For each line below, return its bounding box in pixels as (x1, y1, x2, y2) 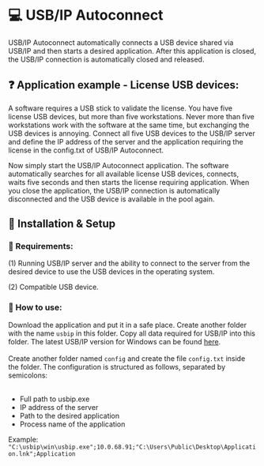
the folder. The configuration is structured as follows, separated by (8, 362, 226, 371)
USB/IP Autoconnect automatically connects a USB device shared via (8, 37, 234, 47)
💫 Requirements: (8, 241, 74, 252)
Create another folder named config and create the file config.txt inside (8, 353, 246, 363)
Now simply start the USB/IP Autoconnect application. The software (8, 160, 229, 170)
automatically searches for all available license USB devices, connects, (8, 169, 239, 179)
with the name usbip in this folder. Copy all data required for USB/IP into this (8, 329, 255, 338)
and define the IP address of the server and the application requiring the (8, 137, 243, 146)
